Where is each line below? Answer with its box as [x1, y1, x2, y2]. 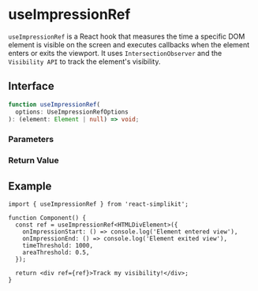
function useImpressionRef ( [8, 100, 101, 108]
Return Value [8, 155, 59, 166]
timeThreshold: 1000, [22, 242, 93, 250]
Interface [8, 80, 54, 93]
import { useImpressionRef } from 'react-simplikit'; [8, 200, 189, 208]
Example [8, 179, 52, 192]
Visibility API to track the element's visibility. [8, 57, 161, 66]
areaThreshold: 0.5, [22, 248, 90, 257]
